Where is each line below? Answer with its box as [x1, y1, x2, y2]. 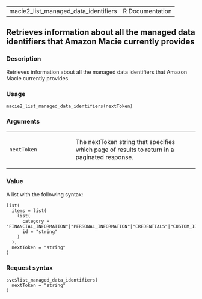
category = [22, 218, 50, 224]
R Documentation [123, 7, 173, 15]
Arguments [6, 117, 40, 125]
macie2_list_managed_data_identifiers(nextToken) [6, 103, 133, 109]
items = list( [11, 207, 47, 214]
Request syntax [6, 264, 53, 272]
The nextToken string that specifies [75, 138, 176, 146]
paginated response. [75, 153, 134, 162]
